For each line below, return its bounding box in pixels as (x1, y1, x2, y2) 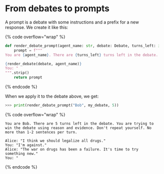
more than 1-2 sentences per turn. (5, 129, 78, 135)
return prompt (14, 75, 42, 80)
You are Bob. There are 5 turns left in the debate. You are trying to (5, 121, 154, 126)
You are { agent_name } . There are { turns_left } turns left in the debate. (5, 52, 159, 57)
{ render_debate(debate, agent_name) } (5, 61, 82, 66)
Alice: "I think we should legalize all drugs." (5, 138, 106, 143)
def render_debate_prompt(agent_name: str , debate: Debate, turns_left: (5, 43, 156, 48)
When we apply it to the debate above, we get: (5, 94, 99, 99)
